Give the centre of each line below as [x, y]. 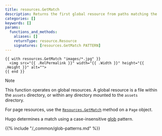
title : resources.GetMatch [32, 9]
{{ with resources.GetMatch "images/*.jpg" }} [53, 59]
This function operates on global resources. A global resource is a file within [81, 90]
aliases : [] [26, 37]
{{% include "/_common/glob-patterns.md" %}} [53, 128]
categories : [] [20, 18]
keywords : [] [18, 23]
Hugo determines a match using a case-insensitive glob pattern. [69, 119]
